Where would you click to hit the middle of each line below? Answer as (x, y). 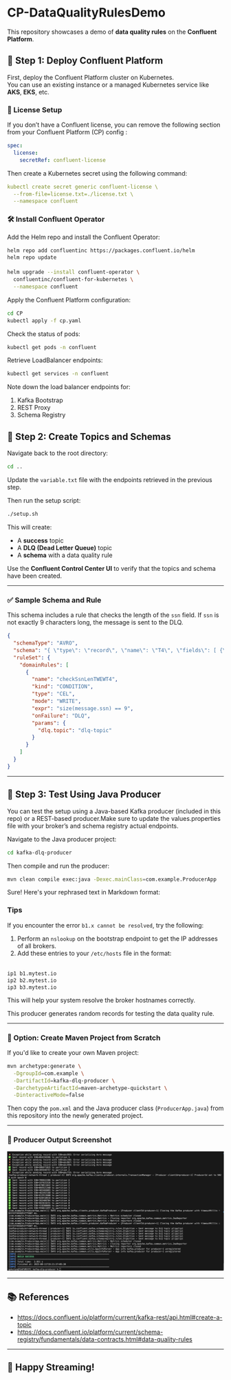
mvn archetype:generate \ (44, 1066)
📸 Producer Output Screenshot (59, 1140)
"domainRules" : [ (44, 665)
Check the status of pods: (44, 334)
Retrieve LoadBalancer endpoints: (55, 360)
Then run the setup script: (44, 501)
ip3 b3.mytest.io (32, 987)
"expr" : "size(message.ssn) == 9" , (83, 708)
